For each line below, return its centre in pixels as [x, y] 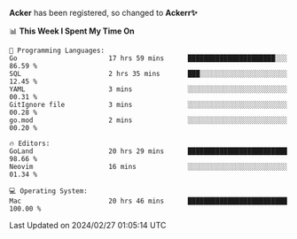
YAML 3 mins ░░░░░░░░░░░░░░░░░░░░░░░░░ [148, 89]
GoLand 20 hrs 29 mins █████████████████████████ [148, 151]
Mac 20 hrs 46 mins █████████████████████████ [148, 201]
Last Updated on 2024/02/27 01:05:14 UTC [88, 225]
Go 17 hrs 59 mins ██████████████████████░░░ [148, 58]
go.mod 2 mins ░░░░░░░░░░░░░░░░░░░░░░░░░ [148, 120]
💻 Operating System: [49, 191]
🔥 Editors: [30, 143]
